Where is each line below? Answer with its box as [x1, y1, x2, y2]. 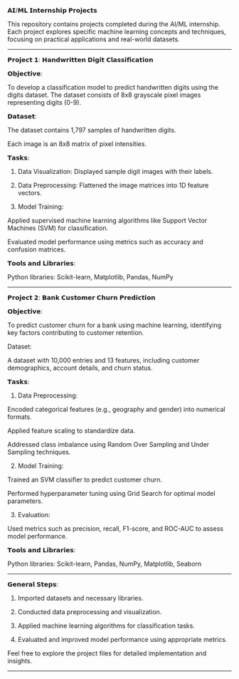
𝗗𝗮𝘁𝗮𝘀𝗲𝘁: [7, 112, 37, 120]
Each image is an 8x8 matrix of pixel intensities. [7, 140, 147, 148]
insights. [7, 657, 33, 665]
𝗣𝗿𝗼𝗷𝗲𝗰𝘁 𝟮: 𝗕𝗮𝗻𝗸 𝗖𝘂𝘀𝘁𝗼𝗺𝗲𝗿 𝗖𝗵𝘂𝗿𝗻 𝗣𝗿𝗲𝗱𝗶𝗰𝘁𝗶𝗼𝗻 [7, 294, 156, 301]
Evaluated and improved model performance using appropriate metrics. [17, 636, 228, 643]
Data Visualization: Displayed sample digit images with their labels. [17, 167, 213, 175]
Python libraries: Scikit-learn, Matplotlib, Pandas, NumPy [7, 273, 174, 281]
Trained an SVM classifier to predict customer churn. [7, 475, 162, 484]
